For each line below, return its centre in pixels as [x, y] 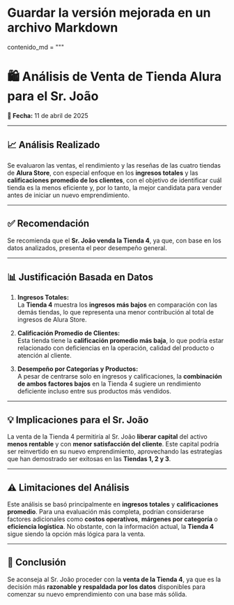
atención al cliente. [44, 356]
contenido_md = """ [36, 47]
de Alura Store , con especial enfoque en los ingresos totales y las [103, 173]
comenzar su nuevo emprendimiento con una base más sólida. [97, 594]
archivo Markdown [63, 28]
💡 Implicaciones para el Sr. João [78, 420]
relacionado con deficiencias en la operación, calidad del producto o [116, 348]
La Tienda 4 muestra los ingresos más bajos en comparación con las [117, 305]
